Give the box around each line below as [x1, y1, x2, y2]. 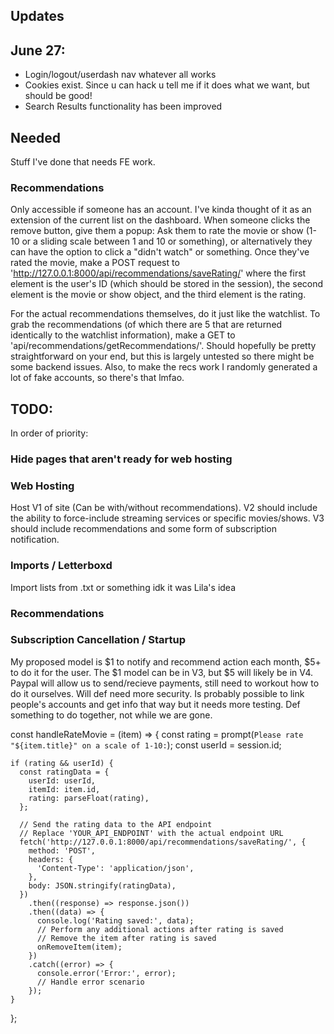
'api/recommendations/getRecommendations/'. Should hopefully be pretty [10, 340, 317, 352]
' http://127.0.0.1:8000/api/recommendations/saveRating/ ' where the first [10, 267, 307, 279]
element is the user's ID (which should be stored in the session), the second [10, 278, 324, 290]
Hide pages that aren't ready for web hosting [10, 452, 233, 466]
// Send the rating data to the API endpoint [19, 819, 213, 829]
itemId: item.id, [28, 784, 101, 794]
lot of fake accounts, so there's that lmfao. [10, 372, 185, 384]
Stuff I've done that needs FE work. [10, 156, 156, 168]
